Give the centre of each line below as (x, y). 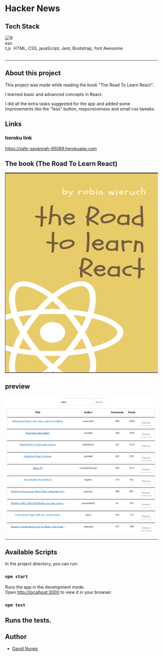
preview (17, 387)
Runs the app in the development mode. (45, 587)
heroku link (19, 138)
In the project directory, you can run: (41, 564)
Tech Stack (22, 26)
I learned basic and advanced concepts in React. (54, 94)
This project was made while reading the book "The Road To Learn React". (80, 85)
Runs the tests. (28, 620)
